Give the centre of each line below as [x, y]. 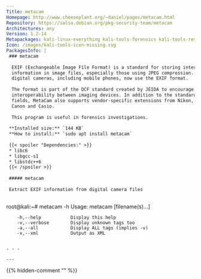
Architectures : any [31, 28]
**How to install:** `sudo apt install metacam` [71, 134]
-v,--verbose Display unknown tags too [76, 223]
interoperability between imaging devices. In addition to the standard [104, 95]
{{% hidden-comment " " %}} [42, 270]
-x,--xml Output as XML [61, 233]
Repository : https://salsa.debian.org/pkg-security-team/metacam [89, 23]
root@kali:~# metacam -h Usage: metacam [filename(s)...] [78, 206]
